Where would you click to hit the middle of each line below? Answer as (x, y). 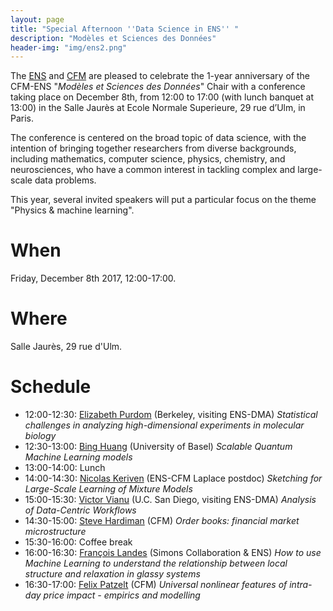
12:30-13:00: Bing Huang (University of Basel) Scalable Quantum (158, 447)
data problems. (65, 180)
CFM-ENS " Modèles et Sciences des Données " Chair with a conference (158, 87)
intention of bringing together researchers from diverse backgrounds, (153, 148)
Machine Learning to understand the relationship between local (156, 563)
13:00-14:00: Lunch (65, 468)
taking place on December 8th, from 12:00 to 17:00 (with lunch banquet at (162, 97)
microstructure (55, 532)
